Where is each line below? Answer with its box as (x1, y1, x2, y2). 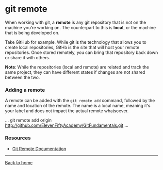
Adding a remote (5, 86, 45, 93)
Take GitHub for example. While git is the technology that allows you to (5, 39, 147, 45)
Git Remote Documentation (12, 146, 66, 152)
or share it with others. (5, 54, 50, 60)
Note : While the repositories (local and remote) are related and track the (5, 64, 149, 70)
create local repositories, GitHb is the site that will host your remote (5, 44, 140, 50)
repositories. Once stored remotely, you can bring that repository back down (5, 50, 158, 55)
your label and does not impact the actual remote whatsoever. (5, 108, 129, 114)
